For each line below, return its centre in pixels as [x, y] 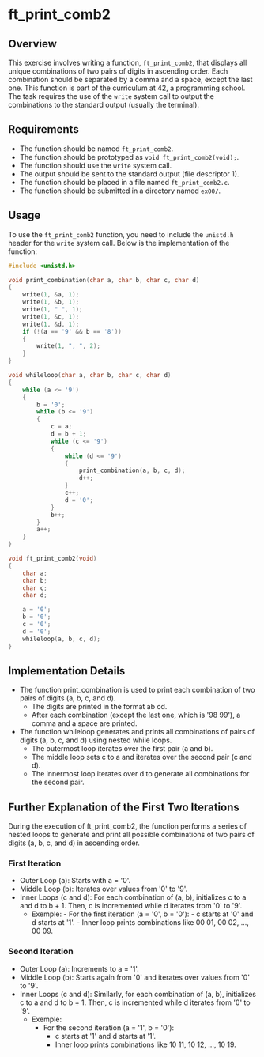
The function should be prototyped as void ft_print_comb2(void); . [129, 157]
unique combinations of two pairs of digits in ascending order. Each [118, 71]
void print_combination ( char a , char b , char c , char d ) [104, 280]
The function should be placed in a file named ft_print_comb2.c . [125, 182]
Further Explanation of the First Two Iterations [124, 807]
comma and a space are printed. [84, 723]
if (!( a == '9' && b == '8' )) [72, 331]
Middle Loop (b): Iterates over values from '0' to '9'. [104, 889]
